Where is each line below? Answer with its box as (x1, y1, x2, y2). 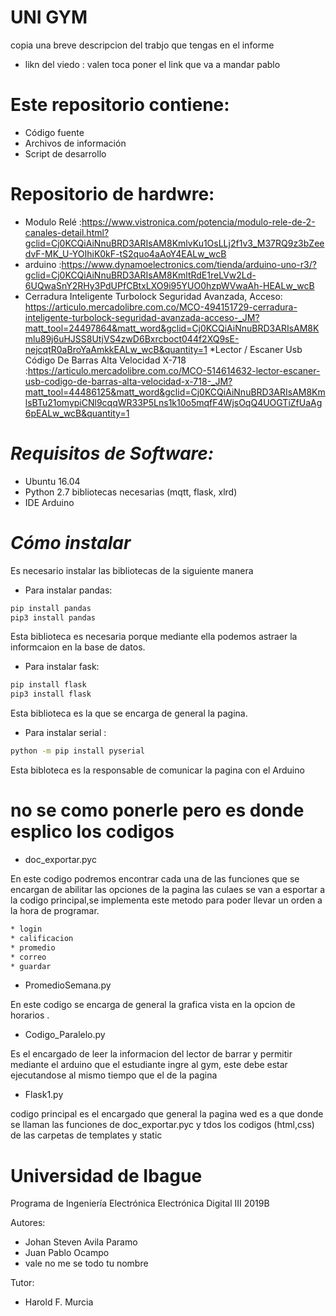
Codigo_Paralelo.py (24, 1029, 106, 1041)
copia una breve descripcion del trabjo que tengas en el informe (10, 39, 275, 51)
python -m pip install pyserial (10, 746, 145, 756)
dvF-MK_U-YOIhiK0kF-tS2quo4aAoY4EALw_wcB (24, 247, 227, 260)
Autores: (10, 1217, 46, 1229)
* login (10, 924, 43, 934)
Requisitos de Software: (10, 442, 215, 465)
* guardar (10, 961, 52, 971)
